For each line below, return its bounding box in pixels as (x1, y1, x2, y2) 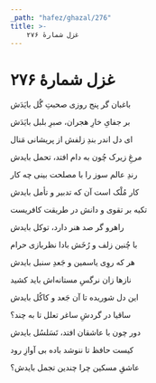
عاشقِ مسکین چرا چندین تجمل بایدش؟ (10, 362, 140, 373)
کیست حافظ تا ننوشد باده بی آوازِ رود (10, 345, 134, 356)
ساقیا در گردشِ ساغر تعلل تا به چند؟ (10, 310, 132, 321)
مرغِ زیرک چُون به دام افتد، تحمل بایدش (10, 151, 142, 163)
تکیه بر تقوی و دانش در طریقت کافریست (10, 205, 148, 215)
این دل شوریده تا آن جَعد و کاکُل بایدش (10, 292, 139, 303)
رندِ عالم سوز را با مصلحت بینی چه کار (10, 169, 138, 180)
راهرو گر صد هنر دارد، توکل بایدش (10, 222, 124, 233)
